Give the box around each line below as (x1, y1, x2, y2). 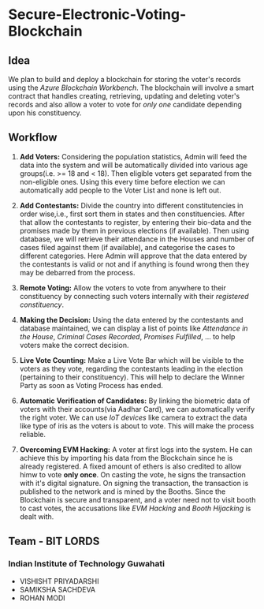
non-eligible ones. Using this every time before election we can (19, 177, 226, 186)
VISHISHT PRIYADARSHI (19, 576, 100, 585)
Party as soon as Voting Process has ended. (19, 380, 164, 390)
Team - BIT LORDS (8, 535, 100, 548)
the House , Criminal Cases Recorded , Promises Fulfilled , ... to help (19, 331, 236, 341)
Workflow (8, 131, 58, 144)
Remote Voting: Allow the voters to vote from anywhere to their (19, 282, 226, 293)
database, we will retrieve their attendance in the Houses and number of (19, 234, 255, 244)
